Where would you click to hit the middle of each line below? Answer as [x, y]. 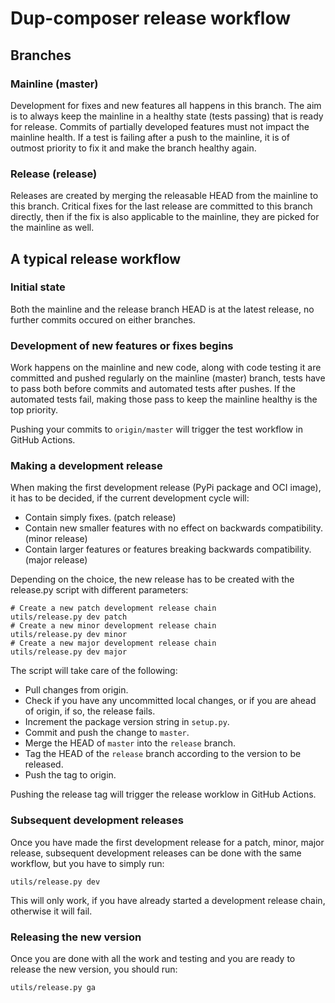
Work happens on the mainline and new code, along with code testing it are [166, 368]
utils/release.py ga [53, 988]
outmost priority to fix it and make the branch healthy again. [133, 148]
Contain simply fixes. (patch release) [100, 518]
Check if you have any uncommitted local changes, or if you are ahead [170, 701]
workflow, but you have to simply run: [87, 863]
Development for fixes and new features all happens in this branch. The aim [166, 105]
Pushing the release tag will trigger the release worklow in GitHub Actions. [163, 794]
